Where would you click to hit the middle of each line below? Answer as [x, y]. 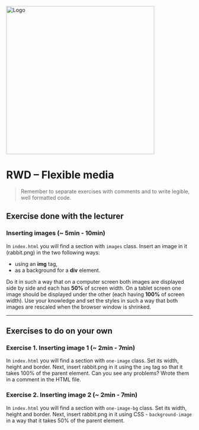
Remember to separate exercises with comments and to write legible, [105, 191]
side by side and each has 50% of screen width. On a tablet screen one [94, 288]
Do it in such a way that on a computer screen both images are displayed [95, 281]
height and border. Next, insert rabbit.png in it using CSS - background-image [99, 414]
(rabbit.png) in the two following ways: [53, 252]
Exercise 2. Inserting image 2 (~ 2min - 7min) [72, 395]
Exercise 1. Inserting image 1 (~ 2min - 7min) [70, 348]
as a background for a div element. [57, 270]
